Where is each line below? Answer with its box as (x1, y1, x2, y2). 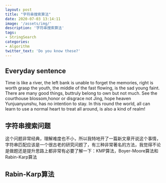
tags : (5, 30, 16, 35)
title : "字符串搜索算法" (5, 12, 51, 17)
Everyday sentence (5, 67, 66, 75)
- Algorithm (5, 44, 30, 49)
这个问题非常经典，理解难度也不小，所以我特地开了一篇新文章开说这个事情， (5, 136, 161, 142)
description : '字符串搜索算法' (5, 26, 64, 31)
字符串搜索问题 (5, 121, 51, 130)
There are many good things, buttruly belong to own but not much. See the (5, 90, 158, 96)
